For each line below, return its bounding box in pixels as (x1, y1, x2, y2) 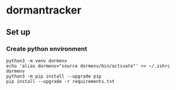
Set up (6, 27, 31, 37)
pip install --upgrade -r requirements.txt (6, 78, 115, 84)
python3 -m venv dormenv (6, 58, 67, 64)
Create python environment (6, 45, 87, 53)
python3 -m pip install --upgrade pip (6, 73, 102, 79)
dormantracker (6, 4, 82, 17)
